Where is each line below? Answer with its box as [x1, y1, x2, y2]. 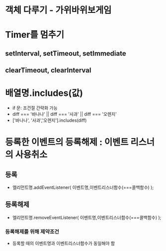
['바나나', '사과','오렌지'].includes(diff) [12, 117, 87, 123]
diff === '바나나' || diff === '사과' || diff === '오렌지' [12, 111, 117, 117]
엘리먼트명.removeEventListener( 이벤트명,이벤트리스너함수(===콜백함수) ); [12, 214, 162, 220]
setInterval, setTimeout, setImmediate [5, 49, 126, 58]
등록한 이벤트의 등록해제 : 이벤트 [5, 137, 129, 148]
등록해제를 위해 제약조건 [5, 228, 60, 235]
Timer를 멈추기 [5, 29, 65, 40]
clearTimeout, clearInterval [5, 66, 91, 75]
